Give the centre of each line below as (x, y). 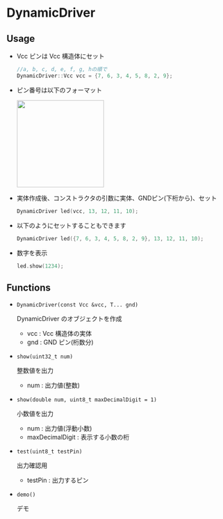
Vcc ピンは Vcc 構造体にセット (60, 56)
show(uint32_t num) (45, 357)
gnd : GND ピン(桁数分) (60, 342)
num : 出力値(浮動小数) (59, 428)
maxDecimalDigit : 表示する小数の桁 (78, 437)
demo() (26, 495)
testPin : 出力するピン (58, 480)
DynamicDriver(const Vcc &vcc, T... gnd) (77, 305)
